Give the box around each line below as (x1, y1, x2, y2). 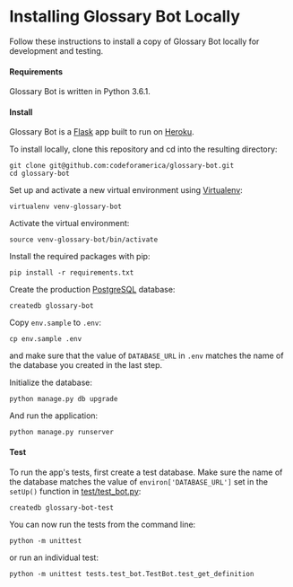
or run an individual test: (9, 552, 99, 563)
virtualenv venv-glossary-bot (9, 202, 123, 212)
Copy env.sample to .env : (9, 317, 101, 329)
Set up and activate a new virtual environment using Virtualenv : (9, 185, 244, 196)
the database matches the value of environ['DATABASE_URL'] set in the (9, 476, 269, 486)
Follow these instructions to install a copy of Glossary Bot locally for (9, 36, 260, 47)
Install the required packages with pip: (9, 251, 151, 262)
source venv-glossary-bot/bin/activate (9, 235, 159, 244)
